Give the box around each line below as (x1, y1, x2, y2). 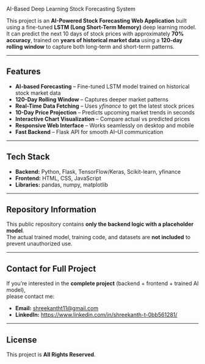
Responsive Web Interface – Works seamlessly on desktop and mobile (15, 122, 194, 129)
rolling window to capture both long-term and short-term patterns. (6, 43, 175, 50)
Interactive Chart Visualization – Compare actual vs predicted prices (15, 115, 190, 122)
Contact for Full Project (6, 263, 96, 274)
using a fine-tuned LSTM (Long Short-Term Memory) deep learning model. (6, 24, 196, 31)
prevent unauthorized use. (6, 240, 73, 247)
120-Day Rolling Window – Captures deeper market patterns (15, 95, 169, 103)
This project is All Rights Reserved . (6, 351, 96, 358)
